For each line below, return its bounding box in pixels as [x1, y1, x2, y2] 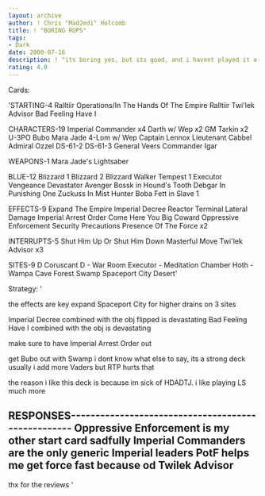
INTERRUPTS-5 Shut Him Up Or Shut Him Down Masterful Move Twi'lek [8, 236, 244, 246]
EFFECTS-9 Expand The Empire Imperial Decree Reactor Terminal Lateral [8, 204, 248, 213]
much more [8, 386, 46, 395]
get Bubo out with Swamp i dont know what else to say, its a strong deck [8, 354, 246, 363]
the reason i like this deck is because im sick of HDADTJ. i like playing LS [8, 378, 247, 387]
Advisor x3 [8, 244, 44, 254]
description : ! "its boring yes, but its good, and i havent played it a [8, 56, 258, 64]
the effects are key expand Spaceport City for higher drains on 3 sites [8, 299, 236, 309]
